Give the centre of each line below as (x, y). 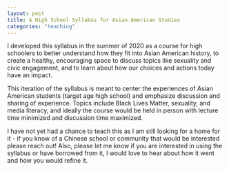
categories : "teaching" (41, 26)
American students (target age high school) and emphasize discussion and (114, 96)
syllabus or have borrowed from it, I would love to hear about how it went (111, 153)
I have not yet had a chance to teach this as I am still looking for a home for (114, 131)
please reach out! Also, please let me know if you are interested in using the (115, 146)
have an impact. (30, 75)
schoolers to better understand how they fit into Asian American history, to (113, 53)
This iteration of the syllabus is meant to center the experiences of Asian (110, 89)
